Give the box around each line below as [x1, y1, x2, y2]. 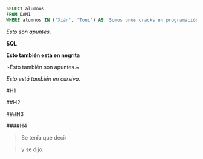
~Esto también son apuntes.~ [6, 63, 80, 70]
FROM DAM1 [6, 11, 31, 18]
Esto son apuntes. [6, 28, 51, 35]
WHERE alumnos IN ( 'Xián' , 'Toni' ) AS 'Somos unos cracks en [6, 17, 164, 23]
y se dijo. [21, 146, 44, 153]
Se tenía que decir [21, 134, 67, 141]
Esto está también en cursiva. [6, 75, 80, 82]
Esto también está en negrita [6, 52, 80, 59]
